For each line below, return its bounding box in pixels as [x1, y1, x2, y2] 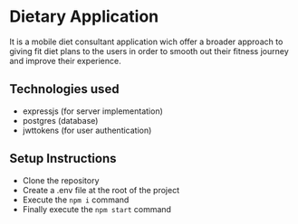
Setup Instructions [9, 151, 117, 166]
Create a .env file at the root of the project [22, 184, 179, 195]
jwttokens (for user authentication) [22, 125, 152, 135]
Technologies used [9, 81, 120, 97]
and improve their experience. [9, 55, 121, 66]
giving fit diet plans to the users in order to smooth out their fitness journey [9, 45, 290, 56]
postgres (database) [22, 115, 99, 126]
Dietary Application [9, 6, 159, 27]
